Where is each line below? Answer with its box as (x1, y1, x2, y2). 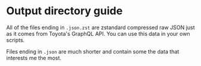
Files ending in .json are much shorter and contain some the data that (6, 48, 179, 55)
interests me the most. (6, 54, 62, 61)
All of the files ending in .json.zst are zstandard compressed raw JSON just (6, 24, 195, 31)
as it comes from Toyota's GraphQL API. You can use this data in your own (6, 30, 190, 37)
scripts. (6, 36, 25, 43)
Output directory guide (6, 4, 123, 18)
